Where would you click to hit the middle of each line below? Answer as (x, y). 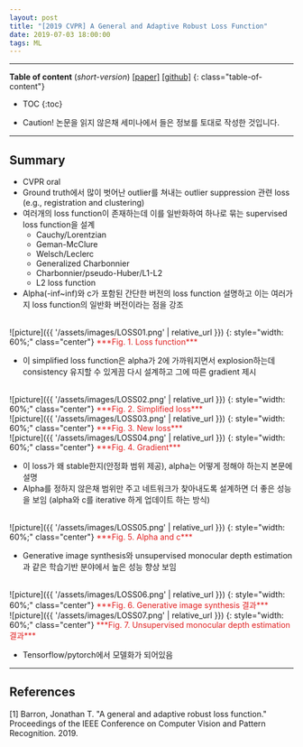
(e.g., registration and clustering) (83, 203)
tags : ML (26, 43)
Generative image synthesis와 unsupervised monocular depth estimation (157, 556)
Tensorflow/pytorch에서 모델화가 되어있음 (97, 655)
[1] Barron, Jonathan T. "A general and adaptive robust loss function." (138, 714)
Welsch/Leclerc (65, 254)
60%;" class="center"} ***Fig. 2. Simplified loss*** (106, 409)
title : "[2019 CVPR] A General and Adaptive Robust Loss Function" (139, 26)
